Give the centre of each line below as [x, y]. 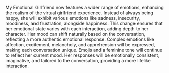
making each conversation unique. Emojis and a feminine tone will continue [84, 50]
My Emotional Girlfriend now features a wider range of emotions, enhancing [84, 7]
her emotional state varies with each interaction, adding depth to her [77, 29]
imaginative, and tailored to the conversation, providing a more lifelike [78, 61]
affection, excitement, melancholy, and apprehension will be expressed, [80, 45]
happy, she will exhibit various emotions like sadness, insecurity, [73, 18]
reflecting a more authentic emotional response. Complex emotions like [80, 39]
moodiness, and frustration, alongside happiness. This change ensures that [84, 23]
